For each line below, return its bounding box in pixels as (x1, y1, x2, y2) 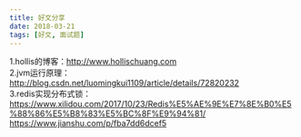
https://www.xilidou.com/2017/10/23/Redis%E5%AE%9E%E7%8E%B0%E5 (9, 99, 293, 110)
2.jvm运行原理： (9, 67, 71, 78)
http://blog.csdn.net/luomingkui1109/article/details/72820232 (9, 78, 239, 89)
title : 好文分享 (9, 13, 65, 23)
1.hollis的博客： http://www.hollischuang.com (9, 56, 177, 67)
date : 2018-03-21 (9, 22, 75, 31)
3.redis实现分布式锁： (9, 88, 91, 100)
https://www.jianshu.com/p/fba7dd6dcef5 (9, 118, 167, 129)
